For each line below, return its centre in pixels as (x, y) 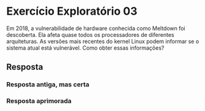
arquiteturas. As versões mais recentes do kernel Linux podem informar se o (103, 41)
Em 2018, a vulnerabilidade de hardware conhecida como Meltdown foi (96, 28)
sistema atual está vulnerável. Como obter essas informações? (85, 48)
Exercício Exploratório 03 (72, 11)
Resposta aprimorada (39, 101)
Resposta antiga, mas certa (48, 85)
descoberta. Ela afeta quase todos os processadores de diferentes (90, 34)
